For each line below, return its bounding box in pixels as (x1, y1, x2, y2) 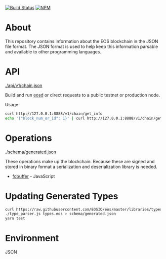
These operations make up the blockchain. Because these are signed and (5, 158, 155, 164)
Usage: (5, 101, 20, 107)
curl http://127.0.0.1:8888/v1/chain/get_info (5, 111, 103, 116)
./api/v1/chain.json (5, 82, 42, 88)
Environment (5, 233, 59, 244)
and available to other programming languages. (5, 48, 101, 54)
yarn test (5, 216, 26, 221)
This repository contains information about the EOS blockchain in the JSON (5, 38, 159, 44)
